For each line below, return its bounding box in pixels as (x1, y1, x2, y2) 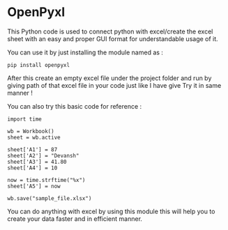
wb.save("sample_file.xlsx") (7, 194, 92, 202)
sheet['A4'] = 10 (7, 164, 58, 171)
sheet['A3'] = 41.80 (7, 158, 68, 165)
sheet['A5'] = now (7, 183, 61, 190)
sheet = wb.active (7, 134, 61, 141)
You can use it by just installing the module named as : (7, 48, 164, 56)
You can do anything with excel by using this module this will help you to (7, 207, 215, 215)
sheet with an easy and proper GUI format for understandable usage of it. (7, 34, 218, 43)
